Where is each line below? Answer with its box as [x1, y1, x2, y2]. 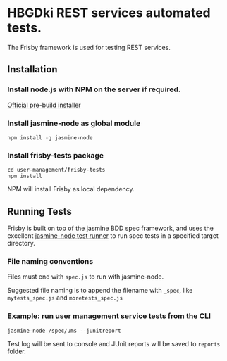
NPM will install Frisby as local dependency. [7, 185, 135, 194]
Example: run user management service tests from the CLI [7, 311, 211, 321]
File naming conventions [7, 256, 94, 266]
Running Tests [7, 205, 72, 217]
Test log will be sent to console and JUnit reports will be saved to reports [7, 339, 221, 348]
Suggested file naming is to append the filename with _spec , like [7, 286, 193, 295]
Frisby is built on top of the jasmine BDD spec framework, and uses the [7, 224, 214, 233]
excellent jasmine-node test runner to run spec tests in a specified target [7, 232, 219, 240]
